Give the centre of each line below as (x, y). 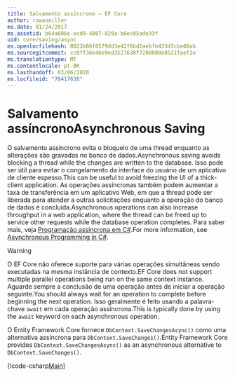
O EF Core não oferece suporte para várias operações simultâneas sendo (114, 264)
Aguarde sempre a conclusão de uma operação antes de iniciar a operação (116, 287)
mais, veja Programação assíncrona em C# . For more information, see (107, 230)
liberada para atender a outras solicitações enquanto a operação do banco (115, 200)
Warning (19, 251)
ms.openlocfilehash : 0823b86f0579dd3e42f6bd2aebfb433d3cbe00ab (102, 46)
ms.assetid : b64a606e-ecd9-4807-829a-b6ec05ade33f (83, 33)
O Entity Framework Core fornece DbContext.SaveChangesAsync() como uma (117, 330)
